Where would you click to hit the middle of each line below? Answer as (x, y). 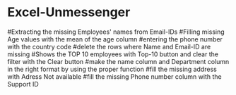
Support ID (23, 84)
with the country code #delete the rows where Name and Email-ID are (109, 46)
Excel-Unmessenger (69, 12)
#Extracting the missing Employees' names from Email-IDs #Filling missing (116, 32)
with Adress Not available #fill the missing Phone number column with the (114, 76)
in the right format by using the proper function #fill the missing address (112, 69)
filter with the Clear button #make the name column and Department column (118, 61)
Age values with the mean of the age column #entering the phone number (115, 39)
